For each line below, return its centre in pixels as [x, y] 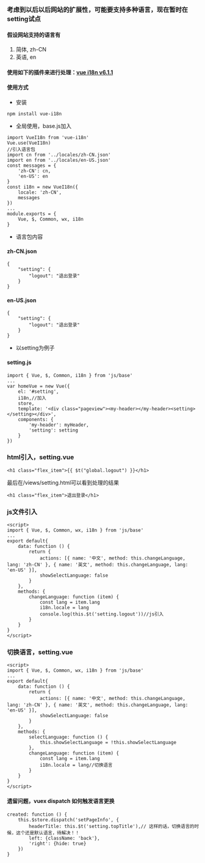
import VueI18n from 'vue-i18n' [48, 137]
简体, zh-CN [31, 50]
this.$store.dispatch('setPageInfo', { [69, 819]
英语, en [26, 57]
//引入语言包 [21, 149]
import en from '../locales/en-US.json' [59, 160]
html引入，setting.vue [41, 457]
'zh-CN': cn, [34, 171]
